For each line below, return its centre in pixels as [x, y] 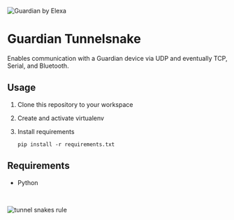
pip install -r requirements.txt [66, 144]
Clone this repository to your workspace [75, 104]
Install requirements [46, 131]
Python [28, 182]
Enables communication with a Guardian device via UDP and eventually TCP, [118, 58]
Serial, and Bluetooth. [38, 66]
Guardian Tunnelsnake [74, 39]
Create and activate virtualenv [61, 118]
